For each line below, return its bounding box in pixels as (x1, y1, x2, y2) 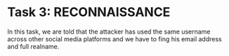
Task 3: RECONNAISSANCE (7, 4, 171, 20)
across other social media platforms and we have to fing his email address (7, 34, 223, 43)
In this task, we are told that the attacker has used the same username (7, 27, 211, 36)
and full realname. (7, 42, 60, 50)
